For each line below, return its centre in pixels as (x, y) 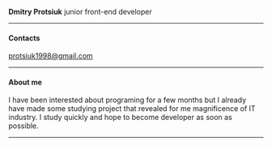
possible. (23, 126)
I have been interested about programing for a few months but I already (127, 100)
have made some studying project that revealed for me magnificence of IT (132, 109)
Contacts (24, 38)
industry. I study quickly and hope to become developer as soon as (120, 118)
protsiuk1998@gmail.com (51, 56)
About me (25, 82)
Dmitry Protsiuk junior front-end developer (80, 12)
